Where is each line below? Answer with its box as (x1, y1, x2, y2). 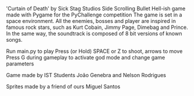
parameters (6, 60, 34, 67)
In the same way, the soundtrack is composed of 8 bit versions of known (6, 30, 182, 37)
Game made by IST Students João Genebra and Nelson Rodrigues (6, 72, 166, 78)
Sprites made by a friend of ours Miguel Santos (6, 83, 121, 90)
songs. (6, 37, 23, 43)
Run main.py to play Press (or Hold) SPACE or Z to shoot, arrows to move (6, 48, 183, 55)
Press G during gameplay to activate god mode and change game (6, 54, 166, 61)
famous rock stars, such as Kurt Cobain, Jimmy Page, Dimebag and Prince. (6, 24, 188, 31)
